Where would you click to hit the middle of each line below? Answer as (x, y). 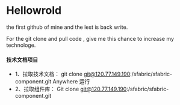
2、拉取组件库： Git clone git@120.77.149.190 (71, 89)
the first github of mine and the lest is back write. (67, 27)
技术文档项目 (22, 59)
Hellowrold (34, 10)
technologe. (21, 45)
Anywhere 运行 (71, 82)
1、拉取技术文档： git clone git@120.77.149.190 (73, 74)
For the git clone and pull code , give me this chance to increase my (90, 38)
